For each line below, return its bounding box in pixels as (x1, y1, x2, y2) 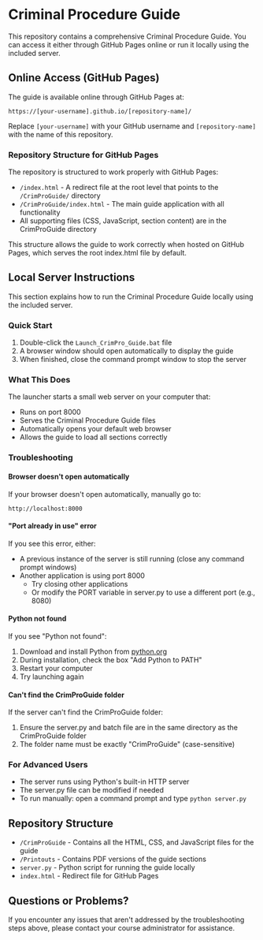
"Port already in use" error (8, 521, 97, 531)
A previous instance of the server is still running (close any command (19, 554, 245, 563)
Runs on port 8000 (19, 408, 81, 417)
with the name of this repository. (8, 129, 113, 139)
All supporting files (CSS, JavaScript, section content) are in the (19, 216, 227, 226)
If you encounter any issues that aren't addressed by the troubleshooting (8, 915, 245, 924)
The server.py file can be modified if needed (19, 785, 164, 795)
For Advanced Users (8, 759, 88, 770)
